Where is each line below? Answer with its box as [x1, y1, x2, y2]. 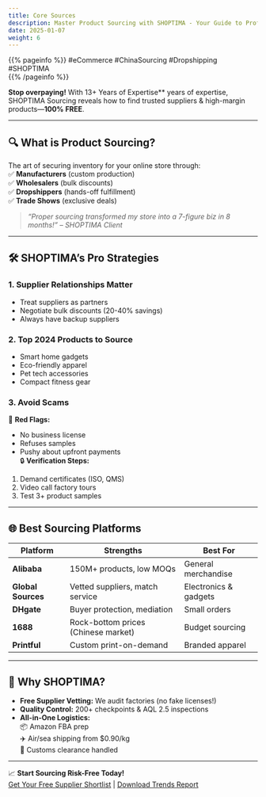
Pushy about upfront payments [19, 447, 121, 456]
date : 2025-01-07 [8, 26, 66, 34]
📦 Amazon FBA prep [19, 722, 89, 731]
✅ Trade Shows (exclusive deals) [8, 196, 117, 206]
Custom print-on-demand [70, 639, 169, 650]
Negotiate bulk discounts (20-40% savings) [19, 306, 163, 315]
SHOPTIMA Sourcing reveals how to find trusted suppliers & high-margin [8, 96, 245, 105]
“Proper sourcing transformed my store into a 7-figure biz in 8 [27, 212, 231, 222]
